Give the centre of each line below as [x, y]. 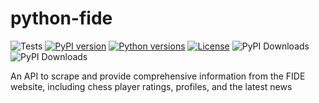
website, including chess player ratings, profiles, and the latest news [151, 86]
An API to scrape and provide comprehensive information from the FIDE [158, 76]
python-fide [61, 18]
